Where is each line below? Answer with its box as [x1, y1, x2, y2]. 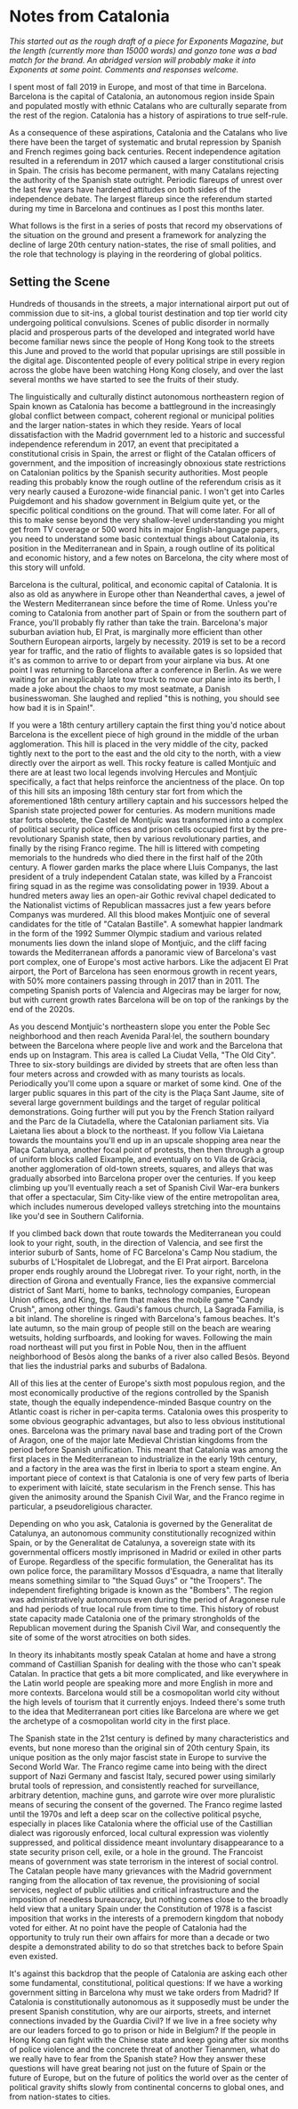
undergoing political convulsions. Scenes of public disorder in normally [9, 317, 270, 327]
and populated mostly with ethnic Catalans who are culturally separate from [9, 100, 287, 111]
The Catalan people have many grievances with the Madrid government [9, 1866, 272, 1876]
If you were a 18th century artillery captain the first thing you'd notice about [9, 720, 286, 730]
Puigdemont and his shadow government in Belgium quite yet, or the [9, 495, 261, 506]
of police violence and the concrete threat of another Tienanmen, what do [9, 2044, 280, 2055]
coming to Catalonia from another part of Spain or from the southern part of [9, 607, 287, 618]
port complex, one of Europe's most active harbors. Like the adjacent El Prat [9, 956, 289, 967]
